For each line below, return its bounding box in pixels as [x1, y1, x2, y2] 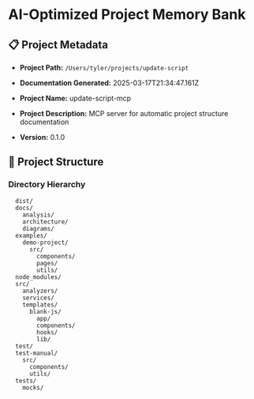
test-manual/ [15, 349, 58, 357]
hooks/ [36, 328, 58, 337]
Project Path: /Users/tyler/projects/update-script [19, 63, 189, 72]
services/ [22, 294, 55, 302]
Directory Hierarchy [8, 179, 86, 190]
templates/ [22, 300, 58, 309]
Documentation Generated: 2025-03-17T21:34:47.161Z [19, 78, 200, 88]
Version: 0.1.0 [19, 133, 65, 141]
